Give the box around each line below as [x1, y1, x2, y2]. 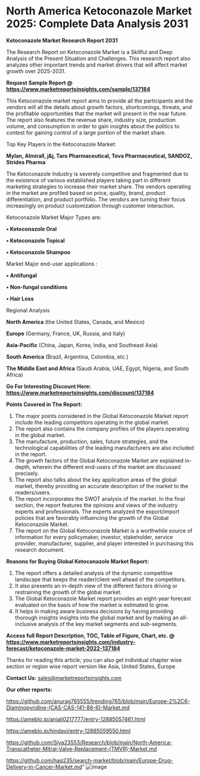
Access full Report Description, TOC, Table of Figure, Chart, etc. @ [6, 631, 175, 639]
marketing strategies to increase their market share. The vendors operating [6, 183, 191, 190]
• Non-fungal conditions [6, 283, 67, 290]
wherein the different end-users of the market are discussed [32, 463, 181, 470]
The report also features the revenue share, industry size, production [6, 116, 176, 124]
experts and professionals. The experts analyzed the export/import [14, 508, 180, 515]
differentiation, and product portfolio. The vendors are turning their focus [6, 195, 186, 203]
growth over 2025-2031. [6, 67, 66, 74]
